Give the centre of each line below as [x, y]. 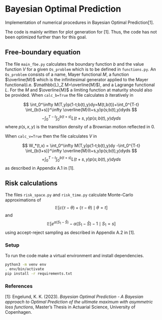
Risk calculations [31, 183]
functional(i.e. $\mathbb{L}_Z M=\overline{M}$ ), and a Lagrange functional [80, 85]
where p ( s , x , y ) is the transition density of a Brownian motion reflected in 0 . [80, 127]
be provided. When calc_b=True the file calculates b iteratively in [69, 95]
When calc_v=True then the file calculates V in [51, 136]
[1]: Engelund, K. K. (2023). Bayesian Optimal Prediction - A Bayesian [74, 297]
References [19, 286]
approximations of [23, 200]
